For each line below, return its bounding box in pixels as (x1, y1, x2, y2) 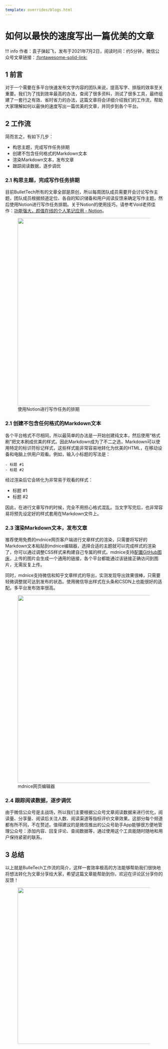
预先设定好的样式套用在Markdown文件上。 (13, 510, 101, 516)
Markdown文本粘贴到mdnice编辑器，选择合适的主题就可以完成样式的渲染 (5, 543, 156, 549)
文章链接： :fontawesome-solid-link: (13, 54, 87, 60)
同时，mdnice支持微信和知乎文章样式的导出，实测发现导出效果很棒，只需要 (5, 572, 161, 578)
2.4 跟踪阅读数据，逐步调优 (5, 797, 71, 804)
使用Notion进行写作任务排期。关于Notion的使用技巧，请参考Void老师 (9, 201, 151, 208)
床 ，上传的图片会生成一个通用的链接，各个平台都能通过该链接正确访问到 (5, 555, 154, 561)
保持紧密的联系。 (9, 834, 45, 840)
